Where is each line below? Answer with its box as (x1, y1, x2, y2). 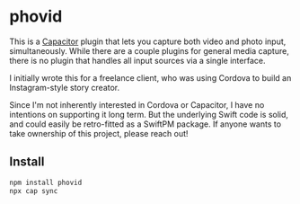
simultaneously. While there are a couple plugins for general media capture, (9, 45, 289, 56)
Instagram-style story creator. (9, 82, 120, 93)
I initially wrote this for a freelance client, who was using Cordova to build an (9, 72, 292, 83)
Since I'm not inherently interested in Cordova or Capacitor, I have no (9, 99, 265, 110)
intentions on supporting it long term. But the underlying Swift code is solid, (9, 109, 289, 120)
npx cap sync (9, 186, 58, 195)
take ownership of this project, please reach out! (9, 128, 189, 138)
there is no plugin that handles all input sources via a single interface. (9, 55, 266, 66)
